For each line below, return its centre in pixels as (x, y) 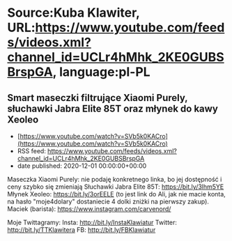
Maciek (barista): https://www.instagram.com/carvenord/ (89, 209)
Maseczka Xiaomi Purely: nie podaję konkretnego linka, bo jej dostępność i (115, 179)
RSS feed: (32, 151)
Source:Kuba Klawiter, (74, 13)
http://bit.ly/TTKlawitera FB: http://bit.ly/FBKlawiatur (82, 230)
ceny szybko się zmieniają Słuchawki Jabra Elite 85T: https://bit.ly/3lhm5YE (116, 187)
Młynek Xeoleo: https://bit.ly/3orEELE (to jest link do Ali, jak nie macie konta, (117, 194)
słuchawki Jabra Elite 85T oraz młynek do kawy (113, 108)
